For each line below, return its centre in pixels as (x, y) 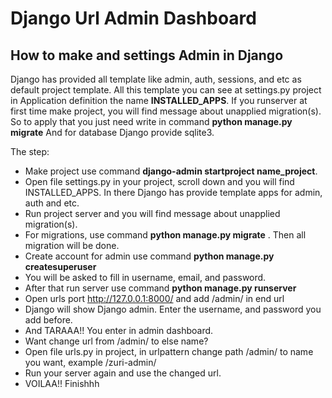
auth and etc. (52, 203)
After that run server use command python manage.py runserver (160, 288)
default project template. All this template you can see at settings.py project (166, 90)
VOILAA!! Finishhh (62, 383)
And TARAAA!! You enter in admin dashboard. (119, 330)
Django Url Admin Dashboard (133, 18)
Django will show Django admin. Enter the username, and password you (173, 309)
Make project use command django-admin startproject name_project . (171, 171)
